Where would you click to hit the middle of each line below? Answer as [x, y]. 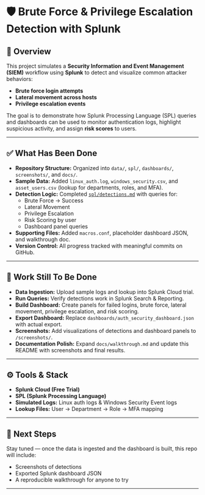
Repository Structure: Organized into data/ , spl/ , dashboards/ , [94, 168]
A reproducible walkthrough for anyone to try [72, 480]
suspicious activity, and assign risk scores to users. [72, 128]
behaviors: [20, 79]
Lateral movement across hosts [56, 97]
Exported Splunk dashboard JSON [58, 474]
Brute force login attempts [49, 91]
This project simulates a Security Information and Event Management [95, 66]
